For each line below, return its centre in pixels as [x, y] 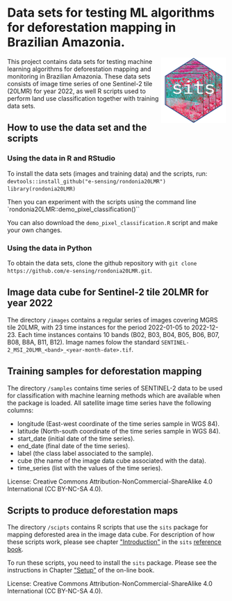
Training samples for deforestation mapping [105, 371]
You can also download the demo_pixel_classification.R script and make [113, 222]
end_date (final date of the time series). [74, 445]
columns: [20, 410]
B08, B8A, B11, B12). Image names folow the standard [83, 342]
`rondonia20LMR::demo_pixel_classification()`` [74, 209]
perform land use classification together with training [83, 98]
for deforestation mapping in [92, 27]
